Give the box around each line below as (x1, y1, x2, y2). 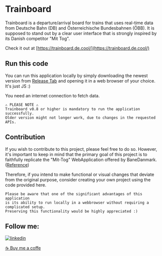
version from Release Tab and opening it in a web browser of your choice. (5, 78, 156, 84)
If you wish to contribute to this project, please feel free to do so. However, (5, 146, 157, 152)
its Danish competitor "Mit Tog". (5, 36, 70, 42)
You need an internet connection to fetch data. (5, 92, 100, 98)
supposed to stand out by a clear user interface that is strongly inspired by (5, 30, 157, 36)
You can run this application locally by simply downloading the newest (5, 73, 148, 79)
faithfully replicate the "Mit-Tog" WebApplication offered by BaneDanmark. (5, 157, 157, 163)
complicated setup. (5, 204, 45, 210)
